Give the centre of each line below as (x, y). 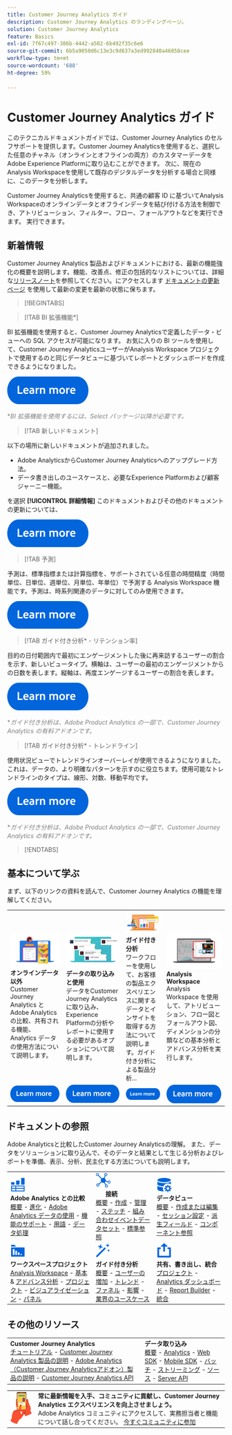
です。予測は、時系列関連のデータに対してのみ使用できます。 (100, 591)
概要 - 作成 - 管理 (121, 1202)
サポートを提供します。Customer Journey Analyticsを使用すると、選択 (114, 146)
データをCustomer (92, 991)
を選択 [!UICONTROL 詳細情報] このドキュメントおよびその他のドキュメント (116, 501)
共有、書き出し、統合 (187, 1264)
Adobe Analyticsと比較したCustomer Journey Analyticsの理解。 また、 (108, 1144)
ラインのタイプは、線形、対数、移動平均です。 (85, 778)
